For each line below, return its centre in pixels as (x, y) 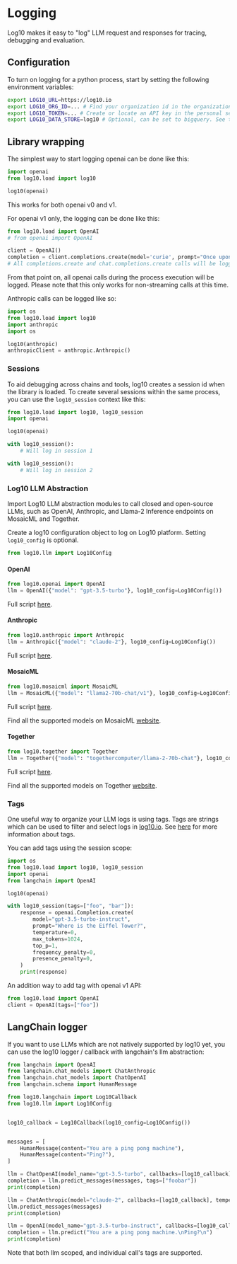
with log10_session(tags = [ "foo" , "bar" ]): (71, 906)
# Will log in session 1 (56, 451)
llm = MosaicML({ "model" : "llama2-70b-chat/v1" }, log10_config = (104, 693)
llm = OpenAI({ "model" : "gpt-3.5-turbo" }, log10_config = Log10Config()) (115, 590)
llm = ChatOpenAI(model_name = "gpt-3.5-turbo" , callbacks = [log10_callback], (121, 1174)
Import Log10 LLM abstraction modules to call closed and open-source (110, 504)
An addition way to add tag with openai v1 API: (75, 986)
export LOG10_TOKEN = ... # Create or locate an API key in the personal (115, 113)
